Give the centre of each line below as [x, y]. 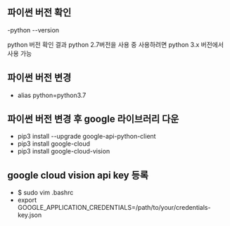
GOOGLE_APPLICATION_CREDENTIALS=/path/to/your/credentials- [114, 208]
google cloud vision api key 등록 [78, 175]
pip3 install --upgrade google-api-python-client [87, 137]
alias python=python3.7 [52, 95]
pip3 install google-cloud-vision [64, 151]
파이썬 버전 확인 [39, 13]
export [27, 200]
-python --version [33, 30]
